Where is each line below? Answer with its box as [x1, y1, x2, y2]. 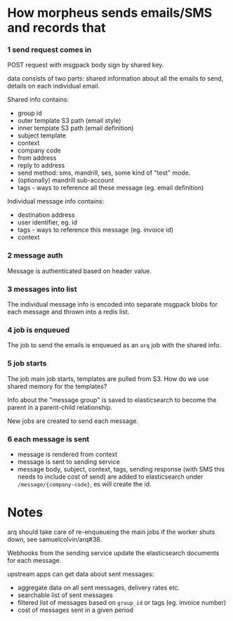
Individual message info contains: [7, 197, 105, 206]
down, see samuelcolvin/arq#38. [7, 535, 102, 543]
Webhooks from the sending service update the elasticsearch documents [7, 549, 220, 557]
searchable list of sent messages [17, 591, 114, 599]
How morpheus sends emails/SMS [7, 5, 213, 21]
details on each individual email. [7, 82, 100, 91]
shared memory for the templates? [7, 382, 107, 390]
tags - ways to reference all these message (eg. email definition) [17, 184, 204, 192]
